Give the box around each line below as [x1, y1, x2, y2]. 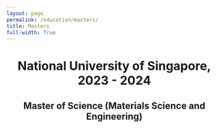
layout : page [6, 10, 44, 17]
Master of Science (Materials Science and [23, 100, 206, 111]
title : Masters [6, 23, 50, 29]
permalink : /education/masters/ [6, 16, 99, 23]
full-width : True [6, 29, 56, 36]
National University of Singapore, [17, 59, 212, 74]
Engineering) [86, 111, 143, 122]
